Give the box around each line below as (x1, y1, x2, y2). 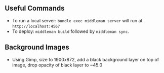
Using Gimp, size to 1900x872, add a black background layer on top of (12, 56, 159, 62)
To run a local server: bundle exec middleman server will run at (12, 17, 143, 23)
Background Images (5, 43, 69, 52)
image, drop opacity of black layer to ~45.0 (12, 62, 103, 68)
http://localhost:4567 (12, 24, 60, 29)
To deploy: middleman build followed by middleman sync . (12, 28, 130, 34)
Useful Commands (5, 4, 65, 13)
